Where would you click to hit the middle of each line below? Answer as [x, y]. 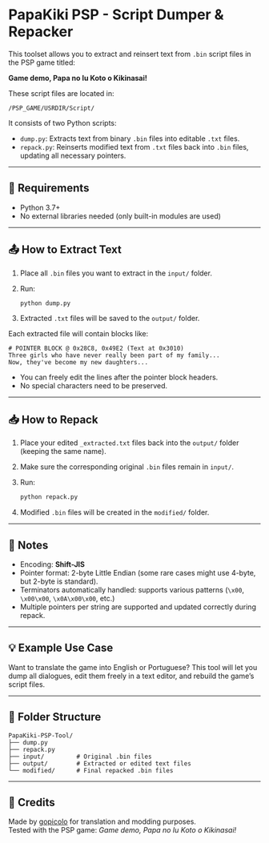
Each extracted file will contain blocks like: [78, 334]
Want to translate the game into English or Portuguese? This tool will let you [133, 667]
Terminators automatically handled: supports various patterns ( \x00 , [132, 589]
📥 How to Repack [53, 419]
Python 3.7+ [40, 207]
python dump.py [45, 303]
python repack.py [49, 497]
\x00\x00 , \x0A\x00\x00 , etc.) [67, 598]
